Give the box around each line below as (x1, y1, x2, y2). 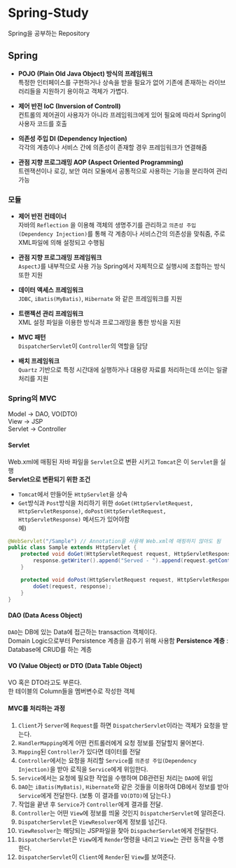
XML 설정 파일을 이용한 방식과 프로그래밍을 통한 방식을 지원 (18, 318, 181, 327)
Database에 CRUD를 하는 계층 (8, 645, 92, 653)
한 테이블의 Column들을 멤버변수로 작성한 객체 (8, 686, 135, 695)
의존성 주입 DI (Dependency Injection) (18, 134, 127, 142)
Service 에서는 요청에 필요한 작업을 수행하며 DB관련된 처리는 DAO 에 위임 (18, 774, 214, 782)
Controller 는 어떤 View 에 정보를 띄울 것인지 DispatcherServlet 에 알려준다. (18, 809, 226, 817)
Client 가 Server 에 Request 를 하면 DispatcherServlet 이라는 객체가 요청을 (18, 721, 221, 730)
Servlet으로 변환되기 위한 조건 (8, 475, 90, 483)
